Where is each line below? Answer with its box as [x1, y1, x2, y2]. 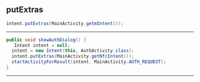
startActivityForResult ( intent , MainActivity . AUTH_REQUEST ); [11, 59, 167, 65]
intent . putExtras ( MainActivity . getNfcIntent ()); [11, 53, 135, 59]
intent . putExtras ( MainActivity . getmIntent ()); [6, 20, 124, 26]
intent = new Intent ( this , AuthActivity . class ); [11, 48, 135, 54]
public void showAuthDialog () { [6, 37, 86, 43]
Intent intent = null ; [14, 42, 70, 48]
